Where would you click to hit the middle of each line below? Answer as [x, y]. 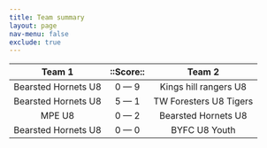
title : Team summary [47, 17]
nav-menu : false [39, 34]
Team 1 [57, 72]
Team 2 [203, 72]
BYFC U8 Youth [203, 130]
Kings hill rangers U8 [203, 87]
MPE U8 [57, 116]
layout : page [33, 26]
